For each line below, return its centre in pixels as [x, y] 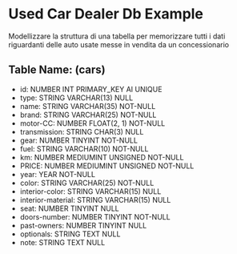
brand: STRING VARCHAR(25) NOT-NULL [88, 115]
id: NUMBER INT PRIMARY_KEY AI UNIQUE [91, 89]
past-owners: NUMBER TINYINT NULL [83, 225]
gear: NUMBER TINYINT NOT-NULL [79, 140]
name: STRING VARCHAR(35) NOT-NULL [88, 106]
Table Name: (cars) [57, 70]
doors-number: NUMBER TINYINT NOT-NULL [95, 216]
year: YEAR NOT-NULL [58, 174]
